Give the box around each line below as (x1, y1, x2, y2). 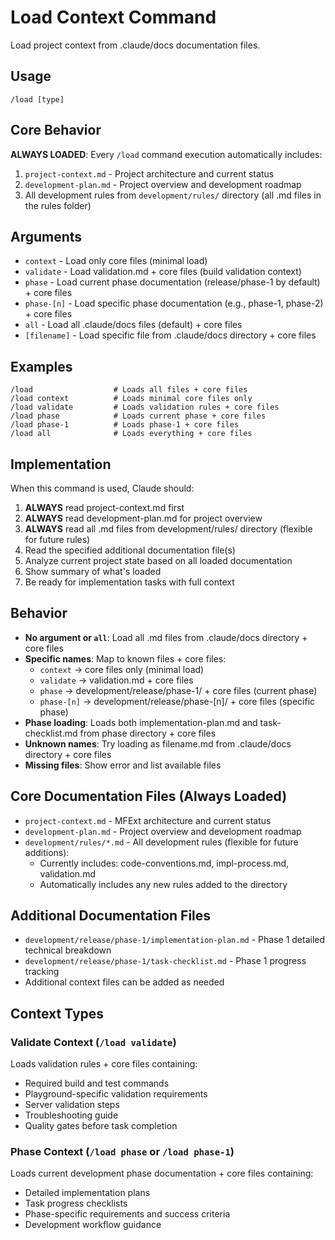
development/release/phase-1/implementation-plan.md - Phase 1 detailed (24, 934, 326, 946)
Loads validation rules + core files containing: (10, 1058, 198, 1070)
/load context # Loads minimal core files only (10, 394, 253, 404)
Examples (10, 358, 73, 375)
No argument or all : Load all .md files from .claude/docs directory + (24, 631, 308, 643)
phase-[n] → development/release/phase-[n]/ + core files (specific (39, 695, 316, 707)
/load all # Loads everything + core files (10, 429, 253, 439)
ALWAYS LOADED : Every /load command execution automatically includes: (10, 148, 323, 160)
